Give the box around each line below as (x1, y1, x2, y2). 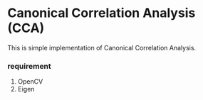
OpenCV (17, 77, 43, 86)
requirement (7, 61, 51, 71)
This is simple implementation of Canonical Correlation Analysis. (7, 43, 197, 52)
